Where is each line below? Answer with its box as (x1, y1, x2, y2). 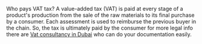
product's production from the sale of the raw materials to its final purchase (6, 11, 195, 19)
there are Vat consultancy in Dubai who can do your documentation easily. (6, 31, 192, 38)
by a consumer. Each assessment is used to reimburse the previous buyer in (6, 18, 197, 25)
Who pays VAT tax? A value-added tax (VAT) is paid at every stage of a (6, 5, 183, 12)
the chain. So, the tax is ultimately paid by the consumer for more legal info (6, 24, 194, 31)
